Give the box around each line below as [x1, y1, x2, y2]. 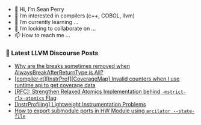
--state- [173, 108, 195, 114]
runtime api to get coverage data [14, 82, 96, 89]
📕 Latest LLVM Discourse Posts [5, 49, 99, 57]
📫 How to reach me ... [14, 32, 70, 38]
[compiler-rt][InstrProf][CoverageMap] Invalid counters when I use [14, 75, 180, 82]
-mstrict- [161, 89, 187, 96]
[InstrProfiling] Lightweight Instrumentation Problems [14, 101, 146, 108]
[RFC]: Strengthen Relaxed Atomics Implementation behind [14, 88, 161, 96]
